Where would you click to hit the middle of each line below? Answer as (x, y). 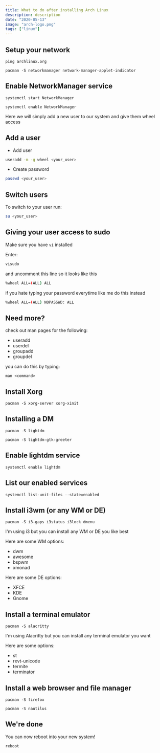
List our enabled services (47, 483)
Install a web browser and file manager (68, 688)
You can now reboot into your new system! (50, 737)
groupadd (23, 351)
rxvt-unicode (26, 661)
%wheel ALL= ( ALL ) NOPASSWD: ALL (40, 302)
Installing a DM (29, 419)
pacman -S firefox (25, 700)
